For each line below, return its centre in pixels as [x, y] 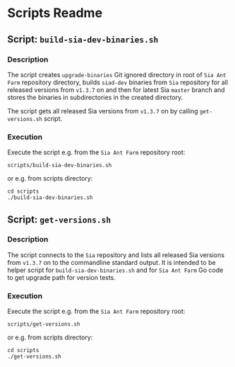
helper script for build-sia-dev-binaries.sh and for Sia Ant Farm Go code [115, 270]
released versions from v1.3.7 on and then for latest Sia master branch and [116, 89]
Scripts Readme [55, 13]
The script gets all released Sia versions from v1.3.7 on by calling [103, 111]
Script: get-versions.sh [59, 219]
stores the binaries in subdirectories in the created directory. [95, 97]
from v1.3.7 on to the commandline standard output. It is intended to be [112, 262]
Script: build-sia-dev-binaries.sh [83, 39]
